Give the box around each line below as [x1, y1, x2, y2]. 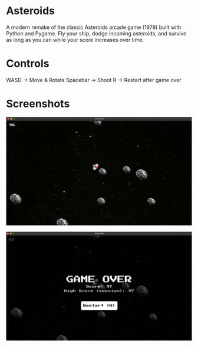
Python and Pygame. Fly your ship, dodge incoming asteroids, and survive [6, 30, 187, 37]
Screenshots [6, 97, 70, 110]
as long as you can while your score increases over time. [6, 36, 144, 43]
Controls [6, 57, 49, 70]
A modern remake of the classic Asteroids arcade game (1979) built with [6, 24, 181, 31]
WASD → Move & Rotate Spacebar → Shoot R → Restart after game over [6, 76, 181, 83]
